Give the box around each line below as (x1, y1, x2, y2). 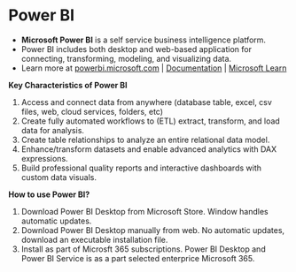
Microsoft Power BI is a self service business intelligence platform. (20, 34, 267, 45)
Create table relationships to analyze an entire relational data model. (20, 134, 270, 145)
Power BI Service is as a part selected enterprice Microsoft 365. (20, 253, 255, 263)
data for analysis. (20, 125, 85, 135)
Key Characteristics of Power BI (8, 79, 128, 90)
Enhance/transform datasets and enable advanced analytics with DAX (20, 143, 277, 155)
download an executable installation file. (20, 234, 168, 245)
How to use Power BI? (8, 189, 90, 200)
